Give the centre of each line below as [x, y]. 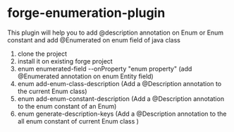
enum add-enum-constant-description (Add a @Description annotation [121, 98]
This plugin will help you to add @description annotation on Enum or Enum [116, 32]
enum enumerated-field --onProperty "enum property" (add [105, 68]
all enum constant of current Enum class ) [78, 121]
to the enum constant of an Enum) [67, 106]
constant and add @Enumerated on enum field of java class [94, 40]
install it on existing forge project [65, 61]
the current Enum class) [52, 91]
